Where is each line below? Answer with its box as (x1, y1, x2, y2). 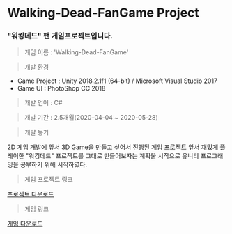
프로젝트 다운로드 (7, 190, 54, 198)
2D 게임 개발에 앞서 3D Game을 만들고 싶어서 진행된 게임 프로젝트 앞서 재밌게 (7, 143, 219, 151)
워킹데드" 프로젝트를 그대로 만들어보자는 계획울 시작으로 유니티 (29, 152, 199, 160)
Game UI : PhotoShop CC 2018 (17, 84, 106, 93)
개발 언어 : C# (24, 99, 63, 107)
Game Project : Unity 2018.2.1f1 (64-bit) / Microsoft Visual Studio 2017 (17, 77, 218, 85)
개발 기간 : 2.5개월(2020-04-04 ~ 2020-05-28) (24, 114, 158, 122)
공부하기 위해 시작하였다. (20, 160, 88, 169)
